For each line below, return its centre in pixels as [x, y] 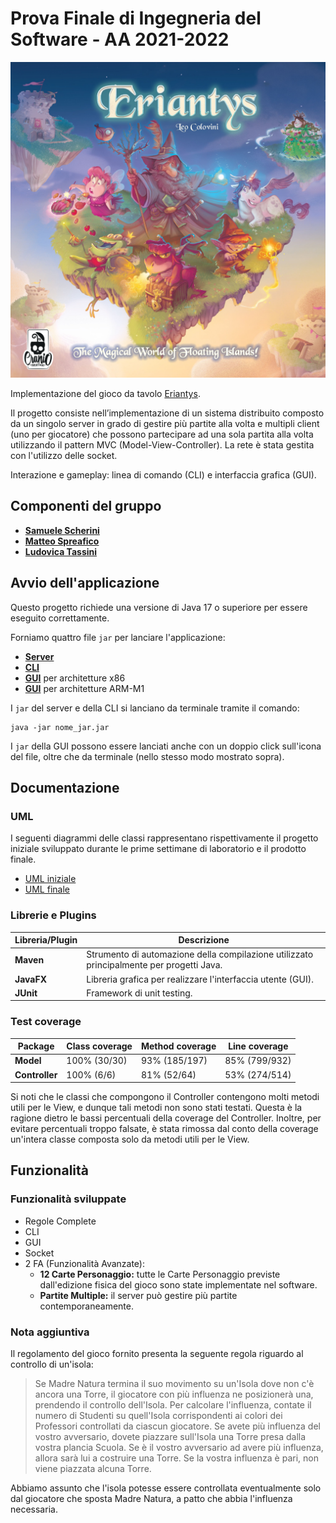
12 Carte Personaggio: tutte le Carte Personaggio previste [160, 1274]
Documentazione [65, 787]
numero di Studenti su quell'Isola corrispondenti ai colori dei [158, 1416]
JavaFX [31, 979]
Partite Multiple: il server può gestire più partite [138, 1295]
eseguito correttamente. [60, 618]
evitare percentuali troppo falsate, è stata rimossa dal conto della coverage [164, 1129]
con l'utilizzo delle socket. [64, 455]
